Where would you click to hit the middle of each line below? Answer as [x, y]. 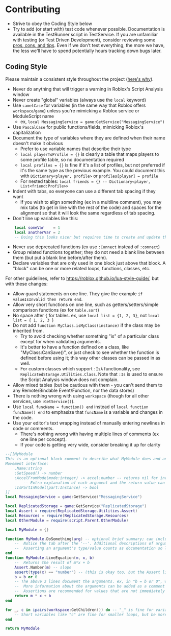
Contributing [33, 9]
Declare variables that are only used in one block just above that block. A [89, 263]
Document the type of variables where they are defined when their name [89, 138]
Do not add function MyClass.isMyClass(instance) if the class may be [86, 325]
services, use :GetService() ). [44, 402]
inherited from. [28, 331]
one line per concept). [44, 439]
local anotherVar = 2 [37, 232]
